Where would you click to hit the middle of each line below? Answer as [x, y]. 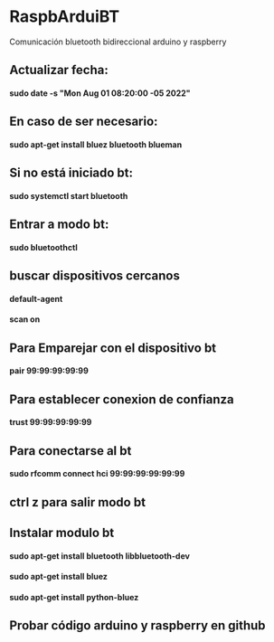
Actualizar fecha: [59, 70]
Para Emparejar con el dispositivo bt [113, 348]
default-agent [36, 298]
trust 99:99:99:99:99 [51, 422]
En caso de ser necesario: [84, 122]
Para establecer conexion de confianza [122, 399]
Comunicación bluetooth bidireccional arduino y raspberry [118, 42]
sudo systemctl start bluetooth [69, 195]
